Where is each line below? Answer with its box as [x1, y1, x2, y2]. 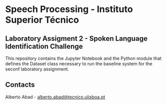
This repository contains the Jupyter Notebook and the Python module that [5, 55, 162, 61]
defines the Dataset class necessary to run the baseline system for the [5, 61, 153, 66]
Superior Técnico [5, 14, 79, 26]
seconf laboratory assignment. [5, 66, 69, 72]
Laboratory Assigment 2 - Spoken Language [5, 34, 148, 43]
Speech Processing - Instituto [5, 4, 133, 15]
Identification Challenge [5, 42, 83, 51]
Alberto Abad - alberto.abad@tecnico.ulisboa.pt [5, 94, 105, 100]
